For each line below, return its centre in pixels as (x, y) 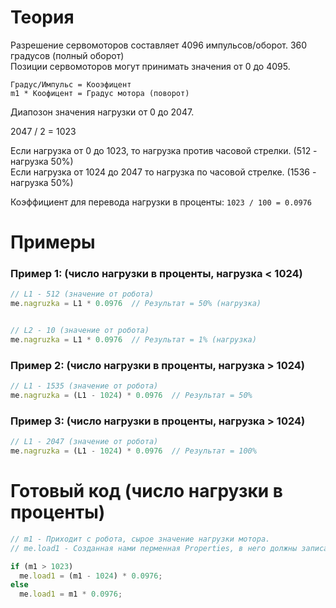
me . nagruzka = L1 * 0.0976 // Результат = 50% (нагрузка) (136, 304)
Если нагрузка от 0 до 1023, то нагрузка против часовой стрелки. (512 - (164, 150)
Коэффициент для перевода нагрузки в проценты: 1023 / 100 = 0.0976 (161, 202)
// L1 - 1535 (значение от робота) (84, 386)
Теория (42, 17)
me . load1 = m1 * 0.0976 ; (71, 594)
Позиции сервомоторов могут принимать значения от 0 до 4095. (150, 66)
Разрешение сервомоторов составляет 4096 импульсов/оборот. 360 (159, 45)
